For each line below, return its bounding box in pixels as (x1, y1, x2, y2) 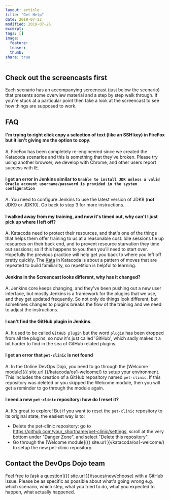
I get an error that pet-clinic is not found (5, 352, 93, 358)
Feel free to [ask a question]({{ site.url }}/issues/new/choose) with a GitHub (5, 473, 163, 479)
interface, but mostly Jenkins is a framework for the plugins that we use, (5, 291, 157, 297)
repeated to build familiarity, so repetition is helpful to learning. (5, 262, 137, 269)
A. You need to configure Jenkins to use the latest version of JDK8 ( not (5, 196, 155, 202)
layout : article (5, 7, 40, 13)
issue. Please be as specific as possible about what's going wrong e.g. (5, 478, 153, 484)
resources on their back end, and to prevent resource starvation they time (5, 241, 160, 247)
